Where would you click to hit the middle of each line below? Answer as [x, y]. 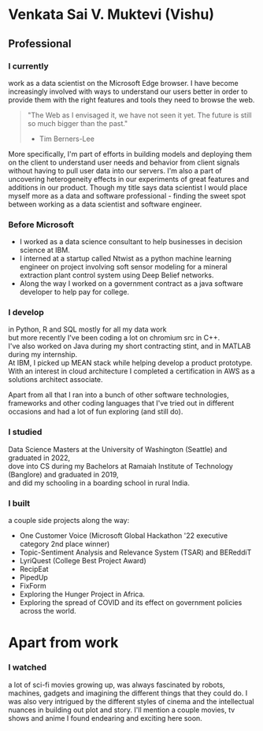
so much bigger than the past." [78, 123]
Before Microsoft [41, 224]
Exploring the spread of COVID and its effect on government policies [131, 603]
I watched [28, 667]
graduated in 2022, [39, 458]
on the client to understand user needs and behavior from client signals [124, 162]
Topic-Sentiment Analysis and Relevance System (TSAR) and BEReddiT [135, 552]
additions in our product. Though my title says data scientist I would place [128, 187]
